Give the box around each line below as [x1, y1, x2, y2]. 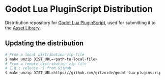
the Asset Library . [5, 25, 41, 30]
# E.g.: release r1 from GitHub [5, 66, 71, 71]
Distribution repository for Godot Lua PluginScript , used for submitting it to [5, 20, 156, 26]
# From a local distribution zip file [5, 52, 84, 57]
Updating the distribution [5, 39, 84, 48]
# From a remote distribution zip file [5, 61, 87, 66]
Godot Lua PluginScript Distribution [5, 3, 153, 15]
